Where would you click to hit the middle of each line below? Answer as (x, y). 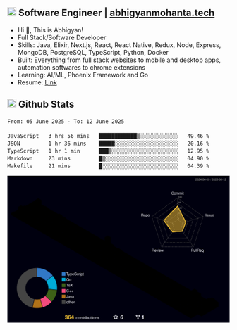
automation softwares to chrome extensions (81, 67)
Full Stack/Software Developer (62, 37)
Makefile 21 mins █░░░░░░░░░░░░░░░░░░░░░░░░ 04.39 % (109, 166)
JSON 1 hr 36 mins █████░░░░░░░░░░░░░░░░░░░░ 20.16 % (109, 144)
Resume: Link (37, 82)
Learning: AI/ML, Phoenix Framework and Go (83, 75)
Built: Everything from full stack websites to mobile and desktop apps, (119, 60)
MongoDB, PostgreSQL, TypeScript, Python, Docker (93, 52)
